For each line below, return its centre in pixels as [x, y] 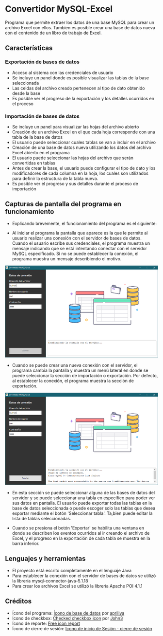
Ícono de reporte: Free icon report [46, 623]
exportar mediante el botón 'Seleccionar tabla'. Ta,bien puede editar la [82, 513]
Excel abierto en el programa [41, 152]
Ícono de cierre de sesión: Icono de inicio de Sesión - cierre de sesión [82, 628]
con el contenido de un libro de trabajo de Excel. [53, 33]
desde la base [26, 93]
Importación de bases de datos [42, 116]
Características [29, 48]
